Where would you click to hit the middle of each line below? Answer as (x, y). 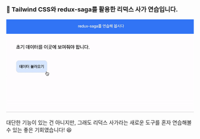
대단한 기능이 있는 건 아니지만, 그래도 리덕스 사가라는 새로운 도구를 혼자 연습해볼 (99, 122)
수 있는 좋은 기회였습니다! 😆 (39, 129)
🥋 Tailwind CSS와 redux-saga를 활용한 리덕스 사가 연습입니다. (92, 9)
